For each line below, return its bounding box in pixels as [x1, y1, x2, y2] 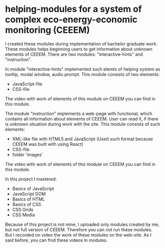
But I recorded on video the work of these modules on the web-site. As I [5, 232, 152, 238]
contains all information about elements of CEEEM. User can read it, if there [5, 116, 159, 122]
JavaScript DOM [12, 191, 46, 197]
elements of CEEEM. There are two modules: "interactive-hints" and [5, 51, 143, 57]
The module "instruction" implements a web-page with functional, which [5, 110, 153, 117]
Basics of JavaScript [12, 185, 54, 191]
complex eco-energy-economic [5, 14, 138, 25]
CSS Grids [12, 207, 33, 212]
